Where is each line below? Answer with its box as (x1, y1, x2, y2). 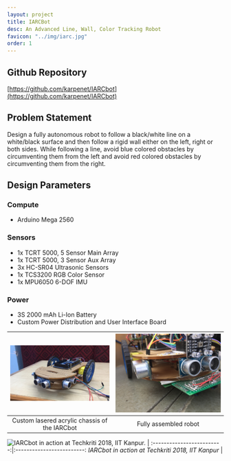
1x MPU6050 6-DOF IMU (16, 277, 88, 286)
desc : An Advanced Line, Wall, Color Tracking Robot (7, 25, 162, 32)
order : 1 (7, 40, 32, 47)
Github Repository (7, 66, 87, 78)
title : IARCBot (7, 18, 51, 25)
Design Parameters (7, 180, 91, 191)
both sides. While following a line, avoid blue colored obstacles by (7, 144, 194, 153)
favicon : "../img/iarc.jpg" (7, 33, 88, 40)
